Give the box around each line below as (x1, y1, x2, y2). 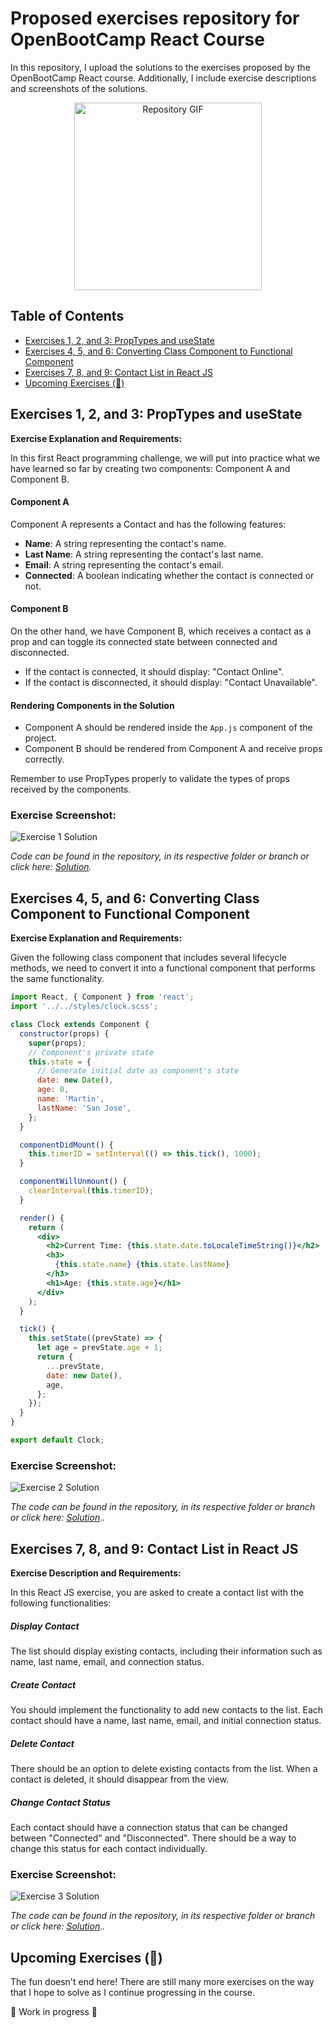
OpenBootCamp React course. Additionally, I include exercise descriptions (10, 72, 317, 84)
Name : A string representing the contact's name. (24, 537, 227, 549)
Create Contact (10, 1678, 77, 1691)
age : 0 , (36, 1085, 70, 1095)
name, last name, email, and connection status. (10, 1655, 205, 1667)
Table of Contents (10, 308, 125, 325)
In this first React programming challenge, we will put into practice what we (10, 452, 321, 464)
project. (24, 732, 57, 744)
